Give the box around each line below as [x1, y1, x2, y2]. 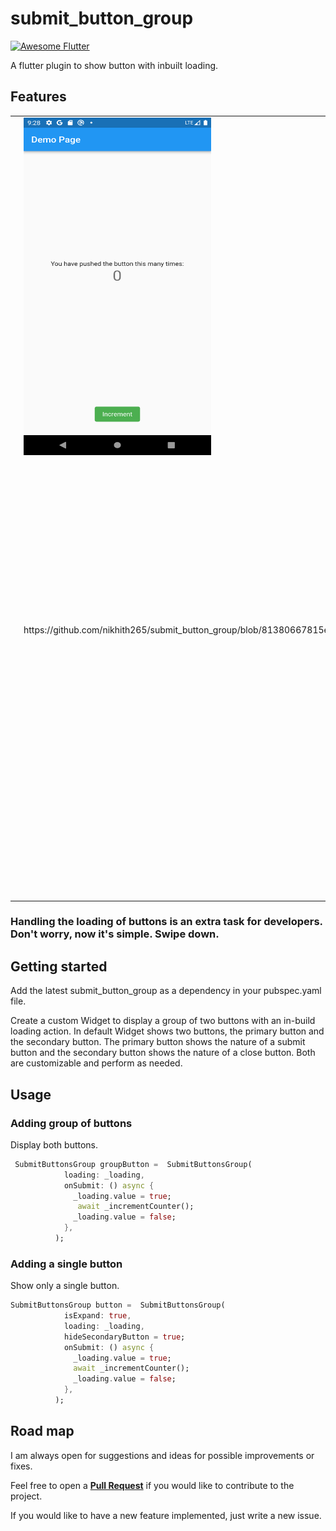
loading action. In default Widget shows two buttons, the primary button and [10, 1025, 325, 1037]
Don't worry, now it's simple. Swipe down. [10, 927, 220, 941]
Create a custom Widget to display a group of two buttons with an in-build [10, 1015, 316, 1027]
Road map [10, 1423, 75, 1440]
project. [10, 1490, 43, 1502]
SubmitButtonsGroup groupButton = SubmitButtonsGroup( [14, 1159, 253, 1169]
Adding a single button [10, 1257, 123, 1271]
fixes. [10, 1460, 33, 1472]
